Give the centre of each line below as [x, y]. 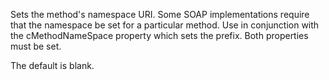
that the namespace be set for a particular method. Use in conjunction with [165, 25]
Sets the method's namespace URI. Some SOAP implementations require [160, 14]
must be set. [36, 46]
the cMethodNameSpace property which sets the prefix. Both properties [159, 35]
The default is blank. [52, 65]
